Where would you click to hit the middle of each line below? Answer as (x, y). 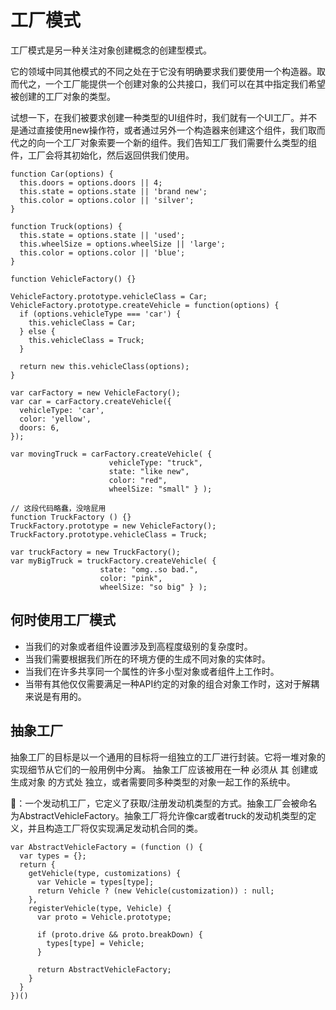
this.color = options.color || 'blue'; (102, 252)
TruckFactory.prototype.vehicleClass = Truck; (109, 534)
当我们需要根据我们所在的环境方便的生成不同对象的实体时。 (147, 658)
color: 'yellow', (55, 419)
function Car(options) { (62, 174)
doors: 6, (39, 427)
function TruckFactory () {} (71, 517)
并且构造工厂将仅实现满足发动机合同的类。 (115, 828)
